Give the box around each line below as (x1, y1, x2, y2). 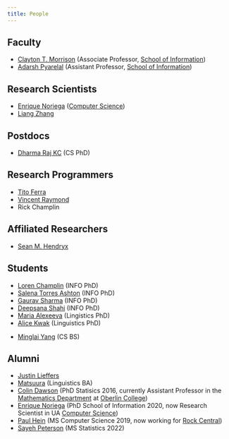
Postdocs (7, 130, 50, 142)
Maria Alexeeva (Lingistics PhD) (17, 311, 111, 320)
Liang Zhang (17, 109, 54, 118)
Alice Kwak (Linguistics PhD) (17, 318, 101, 327)
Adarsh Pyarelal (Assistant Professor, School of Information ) (17, 63, 192, 71)
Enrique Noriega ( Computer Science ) (17, 102, 125, 110)
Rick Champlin (17, 203, 60, 211)
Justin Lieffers (17, 371, 60, 380)
